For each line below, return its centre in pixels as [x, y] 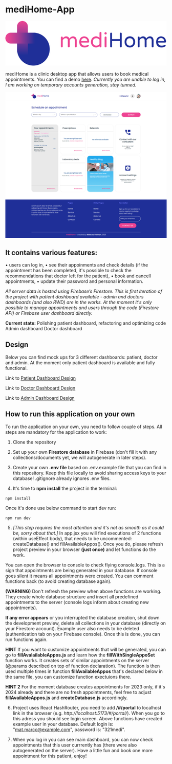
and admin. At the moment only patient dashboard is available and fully [80, 362]
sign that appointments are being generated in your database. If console [81, 570]
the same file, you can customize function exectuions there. [68, 677]
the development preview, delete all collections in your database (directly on [86, 623]
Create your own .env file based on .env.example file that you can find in [90, 467]
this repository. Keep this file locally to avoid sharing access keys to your [89, 473]
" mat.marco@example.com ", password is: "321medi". [69, 730]
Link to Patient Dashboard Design [40, 378]
